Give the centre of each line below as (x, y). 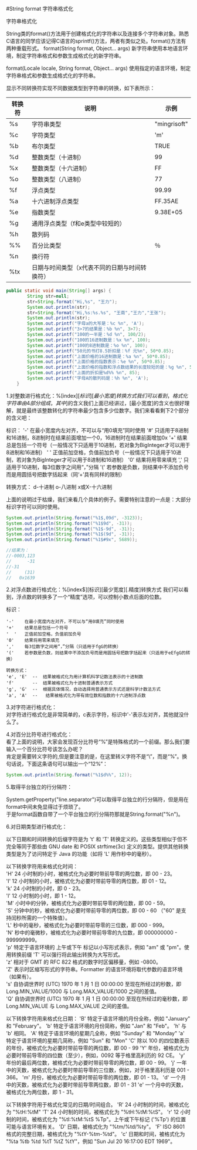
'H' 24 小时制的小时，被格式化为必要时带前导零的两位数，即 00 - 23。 (91, 874)
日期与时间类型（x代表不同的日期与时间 (86, 268)
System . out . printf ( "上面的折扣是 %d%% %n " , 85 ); (84, 373)
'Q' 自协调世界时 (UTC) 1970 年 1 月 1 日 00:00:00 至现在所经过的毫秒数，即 (97, 999)
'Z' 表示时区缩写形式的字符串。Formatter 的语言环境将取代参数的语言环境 (94, 969)
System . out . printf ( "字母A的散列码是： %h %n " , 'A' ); (88, 378)
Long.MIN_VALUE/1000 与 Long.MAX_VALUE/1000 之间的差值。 (83, 991)
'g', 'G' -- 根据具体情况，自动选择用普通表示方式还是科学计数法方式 (84, 689)
